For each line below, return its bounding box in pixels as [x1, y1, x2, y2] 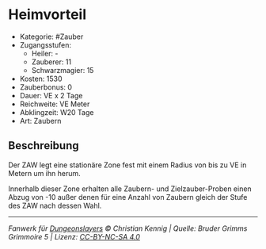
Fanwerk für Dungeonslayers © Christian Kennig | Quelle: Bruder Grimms [8, 224, 248, 233]
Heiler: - [31, 48, 59, 58]
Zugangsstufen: [19, 40, 72, 49]
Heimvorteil [8, 6, 87, 24]
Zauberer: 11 [31, 57, 72, 67]
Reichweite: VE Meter [19, 99, 90, 109]
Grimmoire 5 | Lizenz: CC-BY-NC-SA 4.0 [8, 232, 141, 241]
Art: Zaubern [19, 116, 62, 125]
